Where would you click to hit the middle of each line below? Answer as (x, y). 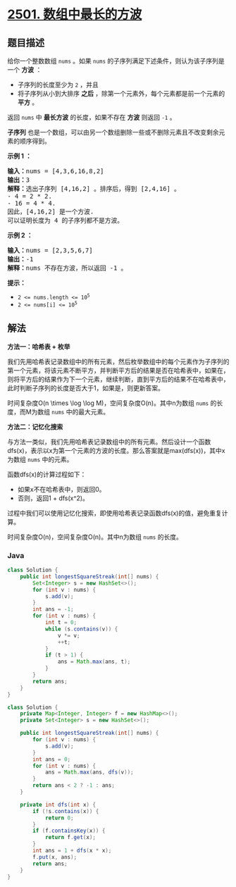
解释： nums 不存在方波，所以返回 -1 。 (67, 268)
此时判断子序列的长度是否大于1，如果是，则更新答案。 (86, 387)
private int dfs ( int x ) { (58, 805)
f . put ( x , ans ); (55, 857)
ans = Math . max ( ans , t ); (94, 662)
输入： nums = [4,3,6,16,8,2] (56, 171)
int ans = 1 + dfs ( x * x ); (72, 851)
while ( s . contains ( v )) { (81, 629)
